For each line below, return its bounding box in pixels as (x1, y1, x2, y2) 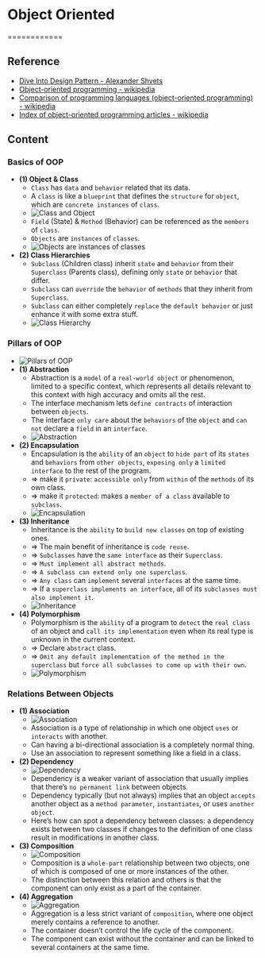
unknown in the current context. (30, 634, 136, 644)
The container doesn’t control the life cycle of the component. (30, 925, 233, 935)
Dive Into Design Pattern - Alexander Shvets (18, 75, 163, 85)
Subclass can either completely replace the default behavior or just (30, 301, 253, 311)
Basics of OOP (7, 156, 64, 168)
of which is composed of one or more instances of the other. (30, 867, 229, 876)
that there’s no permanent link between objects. (30, 782, 188, 792)
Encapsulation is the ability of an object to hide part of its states (30, 449, 250, 458)
